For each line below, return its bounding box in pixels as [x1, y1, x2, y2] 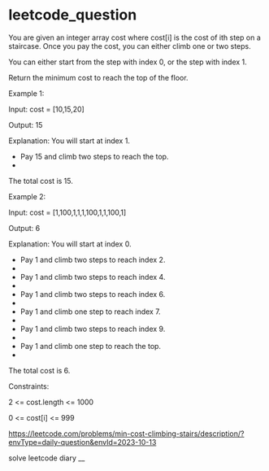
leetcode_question [8, 6, 137, 24]
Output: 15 [8, 120, 43, 129]
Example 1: [8, 88, 45, 98]
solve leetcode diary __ [8, 453, 85, 463]
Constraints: [8, 381, 50, 391]
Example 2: [8, 191, 46, 201]
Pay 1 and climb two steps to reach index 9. [20, 324, 166, 334]
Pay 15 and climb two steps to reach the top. [20, 151, 169, 161]
